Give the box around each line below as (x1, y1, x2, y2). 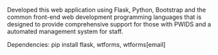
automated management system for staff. (7, 27, 124, 35)
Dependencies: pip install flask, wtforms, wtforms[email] (7, 41, 166, 48)
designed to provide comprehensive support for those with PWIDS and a (7, 20, 212, 28)
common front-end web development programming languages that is (7, 13, 202, 21)
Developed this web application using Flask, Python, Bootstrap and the (7, 6, 206, 14)
